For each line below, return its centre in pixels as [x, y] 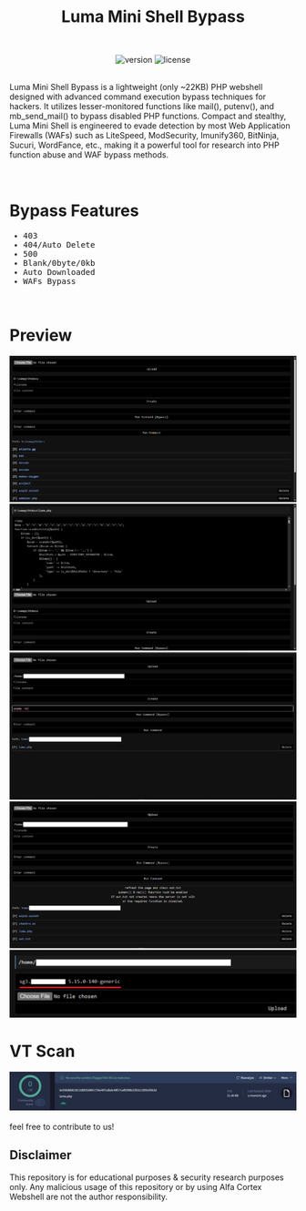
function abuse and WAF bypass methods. [89, 154]
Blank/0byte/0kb [59, 263]
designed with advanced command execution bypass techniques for [138, 97]
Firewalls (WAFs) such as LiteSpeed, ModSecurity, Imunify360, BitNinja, [144, 135]
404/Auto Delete [59, 244]
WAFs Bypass [49, 281]
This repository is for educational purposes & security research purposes [147, 1177]
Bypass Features [74, 211]
